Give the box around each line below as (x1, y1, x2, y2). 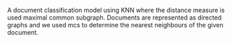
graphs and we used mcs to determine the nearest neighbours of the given (7, 21, 224, 29)
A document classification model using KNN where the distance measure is (7, 6, 225, 14)
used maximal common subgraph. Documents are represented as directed (7, 13, 222, 22)
